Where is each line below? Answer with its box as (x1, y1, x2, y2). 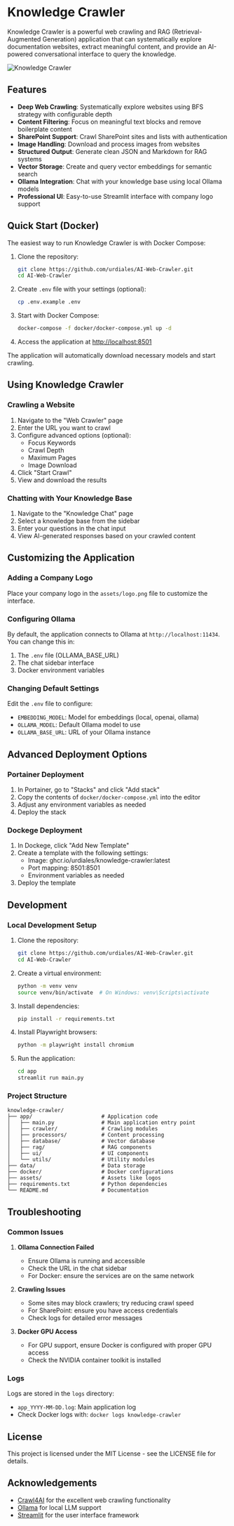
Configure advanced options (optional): (17, 431, 132, 439)
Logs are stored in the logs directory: (7, 1389, 114, 1398)
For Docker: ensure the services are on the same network (27, 1271, 195, 1279)
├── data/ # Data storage (7, 1162, 146, 1170)
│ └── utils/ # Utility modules (7, 1156, 156, 1163)
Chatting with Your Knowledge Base (7, 493, 133, 503)
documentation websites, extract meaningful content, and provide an (7, 42, 207, 51)
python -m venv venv (17, 982, 78, 989)
